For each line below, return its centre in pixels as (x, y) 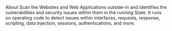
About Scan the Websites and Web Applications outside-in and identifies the (86, 7)
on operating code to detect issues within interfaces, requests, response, (83, 18)
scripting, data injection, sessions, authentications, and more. (70, 23)
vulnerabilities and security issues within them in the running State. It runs (83, 12)
